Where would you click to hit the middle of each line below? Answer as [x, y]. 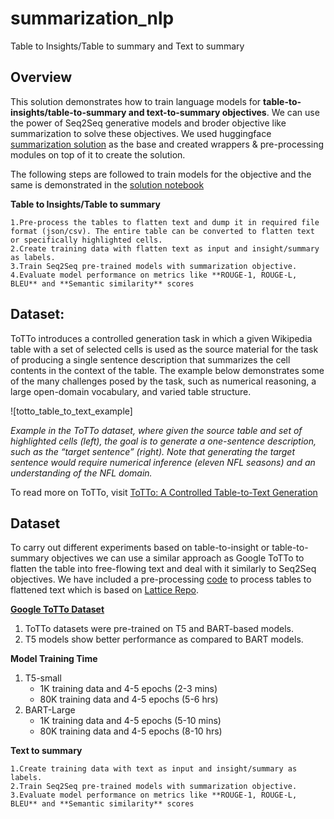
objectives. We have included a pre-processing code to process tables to [161, 579]
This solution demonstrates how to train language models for [136, 101]
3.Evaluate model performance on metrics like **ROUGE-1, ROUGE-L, [154, 795]
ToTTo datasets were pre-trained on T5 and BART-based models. [159, 629]
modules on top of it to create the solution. [98, 154]
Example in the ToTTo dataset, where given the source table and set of [156, 430]
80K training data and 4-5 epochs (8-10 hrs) [131, 731]
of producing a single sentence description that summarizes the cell [150, 359]
